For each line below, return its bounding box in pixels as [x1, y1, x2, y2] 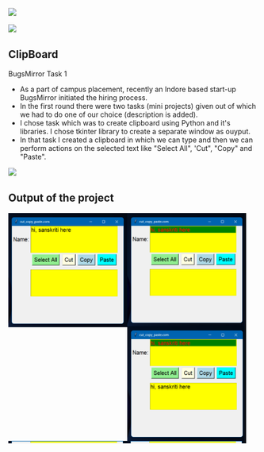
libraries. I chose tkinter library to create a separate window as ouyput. [19, 126, 251, 136]
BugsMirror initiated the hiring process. [19, 92, 148, 102]
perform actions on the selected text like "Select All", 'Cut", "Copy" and [19, 143, 253, 153]
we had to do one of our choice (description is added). [19, 110, 198, 119]
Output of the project [8, 191, 114, 205]
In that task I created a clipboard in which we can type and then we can [19, 135, 254, 145]
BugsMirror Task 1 [8, 68, 67, 79]
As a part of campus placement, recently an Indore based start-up [19, 84, 236, 94]
